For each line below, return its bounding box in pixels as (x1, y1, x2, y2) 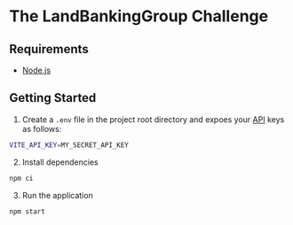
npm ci (9, 174, 34, 182)
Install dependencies (21, 157, 99, 167)
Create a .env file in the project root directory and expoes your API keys (21, 113, 285, 125)
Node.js (21, 65, 51, 75)
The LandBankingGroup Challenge (9, 6, 269, 27)
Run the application (21, 190, 93, 200)
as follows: (21, 123, 62, 134)
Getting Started (9, 90, 97, 105)
